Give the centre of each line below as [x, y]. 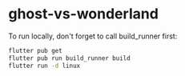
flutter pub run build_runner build [69, 58]
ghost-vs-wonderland [83, 14]
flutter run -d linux [44, 66]
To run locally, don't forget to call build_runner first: [93, 36]
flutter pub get [35, 50]
